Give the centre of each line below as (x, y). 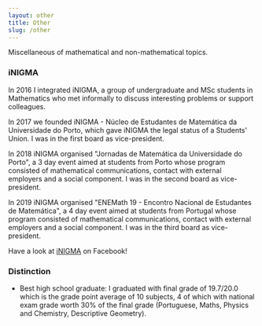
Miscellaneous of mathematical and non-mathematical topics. (108, 53)
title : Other (30, 23)
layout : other (31, 15)
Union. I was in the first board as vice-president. (87, 138)
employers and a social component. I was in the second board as (113, 178)
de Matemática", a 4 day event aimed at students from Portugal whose (122, 211)
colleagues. (27, 106)
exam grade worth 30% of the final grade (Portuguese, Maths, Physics (134, 305)
